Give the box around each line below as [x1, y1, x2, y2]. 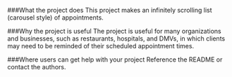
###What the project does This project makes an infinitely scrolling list [7, 6, 213, 14]
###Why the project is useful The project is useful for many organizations [7, 27, 221, 35]
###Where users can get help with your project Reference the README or [7, 55, 223, 64]
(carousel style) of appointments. [7, 13, 104, 22]
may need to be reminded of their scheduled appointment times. [7, 42, 195, 50]
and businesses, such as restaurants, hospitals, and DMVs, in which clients [7, 34, 226, 43]
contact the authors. [7, 63, 66, 71]
